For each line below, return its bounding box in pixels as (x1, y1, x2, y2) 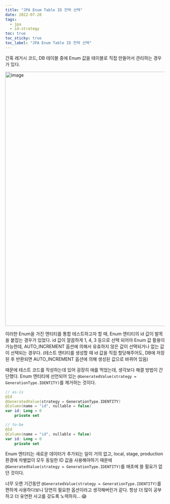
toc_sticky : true (5, 36, 42, 41)
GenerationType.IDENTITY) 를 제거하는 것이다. (5, 379, 96, 385)
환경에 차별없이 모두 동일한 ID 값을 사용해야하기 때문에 (5, 457, 112, 463)
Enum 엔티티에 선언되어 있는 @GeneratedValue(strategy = (20, 373, 137, 379)
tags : (5, 17, 17, 22)
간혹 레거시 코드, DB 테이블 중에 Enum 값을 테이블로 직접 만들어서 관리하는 (5, 55, 153, 61)
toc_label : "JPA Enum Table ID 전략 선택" (5, 41, 92, 46)
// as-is (5, 390, 24, 395)
